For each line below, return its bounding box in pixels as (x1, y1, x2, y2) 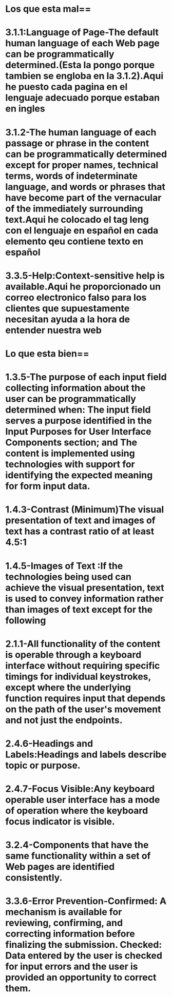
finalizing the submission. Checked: (5, 939, 162, 951)
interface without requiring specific (5, 660, 160, 671)
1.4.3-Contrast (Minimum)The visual (5, 504, 164, 516)
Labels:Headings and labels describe (5, 749, 167, 760)
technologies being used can (5, 571, 132, 582)
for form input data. (5, 480, 91, 492)
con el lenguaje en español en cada (5, 224, 159, 236)
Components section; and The (5, 437, 138, 448)
